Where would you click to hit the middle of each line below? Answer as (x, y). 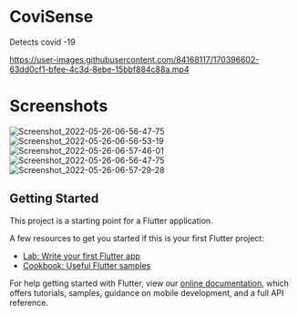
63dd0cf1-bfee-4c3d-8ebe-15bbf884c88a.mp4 (99, 69)
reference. (29, 302)
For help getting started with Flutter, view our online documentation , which (149, 283)
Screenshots (59, 106)
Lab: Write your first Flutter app (82, 256)
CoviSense (51, 17)
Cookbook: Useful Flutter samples (87, 265)
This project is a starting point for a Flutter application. (111, 220)
